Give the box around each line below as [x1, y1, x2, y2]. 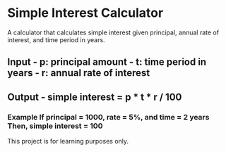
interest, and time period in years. [7, 35, 105, 44]
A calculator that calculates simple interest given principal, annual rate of [7, 28, 220, 37]
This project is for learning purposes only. [7, 137, 129, 146]
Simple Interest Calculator [7, 5, 164, 21]
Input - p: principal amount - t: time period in [7, 56, 207, 68]
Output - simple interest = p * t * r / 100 [7, 91, 182, 103]
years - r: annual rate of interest [7, 67, 150, 79]
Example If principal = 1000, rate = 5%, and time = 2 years [7, 112, 210, 122]
